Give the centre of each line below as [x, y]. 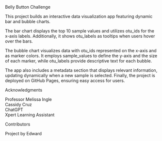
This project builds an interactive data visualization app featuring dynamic [79, 16]
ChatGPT [14, 110]
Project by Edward [24, 133]
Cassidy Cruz [19, 104]
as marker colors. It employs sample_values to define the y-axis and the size [81, 56]
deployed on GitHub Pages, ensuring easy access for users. [65, 80]
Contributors [18, 124]
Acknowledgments [24, 90]
